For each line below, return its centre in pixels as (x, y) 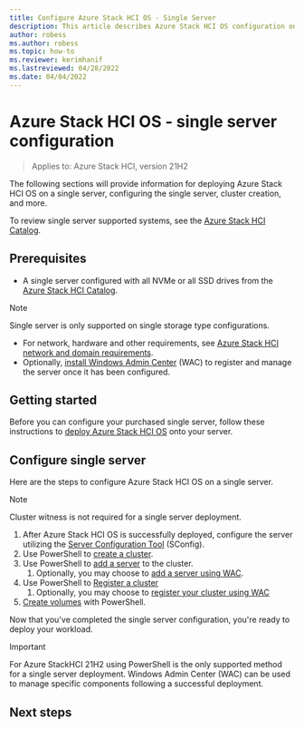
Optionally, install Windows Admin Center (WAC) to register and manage (157, 362)
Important (28, 647)
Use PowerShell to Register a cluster (90, 583)
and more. (28, 203)
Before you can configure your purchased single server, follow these (137, 422)
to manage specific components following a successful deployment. (137, 684)
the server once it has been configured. (96, 372)
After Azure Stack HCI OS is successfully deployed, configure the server (157, 535)
